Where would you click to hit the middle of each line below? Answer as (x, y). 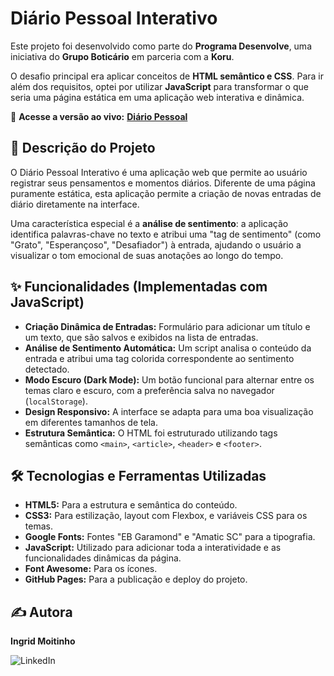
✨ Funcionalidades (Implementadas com (139, 287)
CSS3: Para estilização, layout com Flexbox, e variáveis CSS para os (166, 516)
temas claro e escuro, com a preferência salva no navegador (149, 390)
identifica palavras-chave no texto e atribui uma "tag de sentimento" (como (166, 234)
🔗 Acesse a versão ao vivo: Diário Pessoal (99, 116)
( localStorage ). (56, 401)
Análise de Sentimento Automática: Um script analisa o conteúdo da (168, 348)
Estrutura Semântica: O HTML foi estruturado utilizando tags (151, 433)
